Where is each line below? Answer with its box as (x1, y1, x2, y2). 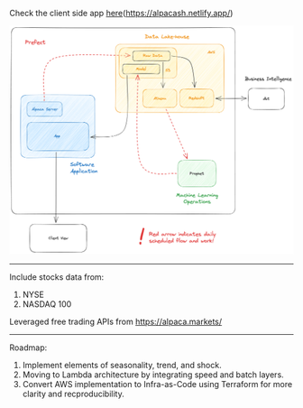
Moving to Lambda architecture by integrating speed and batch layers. (22, 369, 284, 380)
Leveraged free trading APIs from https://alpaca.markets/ (9, 316, 223, 328)
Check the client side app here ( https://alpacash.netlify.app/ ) (9, 8, 234, 18)
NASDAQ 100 (22, 299, 72, 310)
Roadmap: (9, 342, 48, 353)
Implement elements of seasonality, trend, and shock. (22, 360, 223, 371)
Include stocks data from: (9, 272, 105, 283)
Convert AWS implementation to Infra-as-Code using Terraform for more (22, 379, 293, 390)
